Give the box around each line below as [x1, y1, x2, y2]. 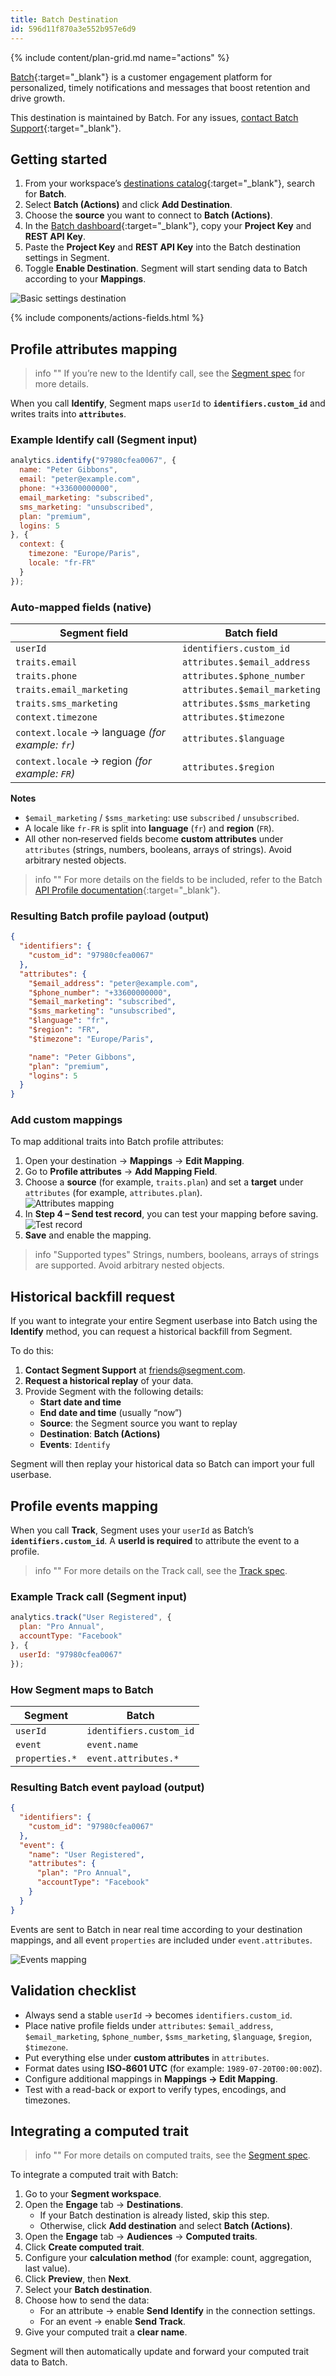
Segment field [59, 626, 129, 640]
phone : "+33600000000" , [19, 484, 118, 494]
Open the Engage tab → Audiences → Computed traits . [24, 2231, 258, 2243]
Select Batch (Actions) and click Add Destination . [24, 199, 233, 211]
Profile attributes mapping [10, 341, 178, 358]
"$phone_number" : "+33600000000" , [28, 987, 172, 998]
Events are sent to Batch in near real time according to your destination [10, 1923, 303, 1935]
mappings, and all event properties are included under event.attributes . [10, 1934, 313, 1946]
